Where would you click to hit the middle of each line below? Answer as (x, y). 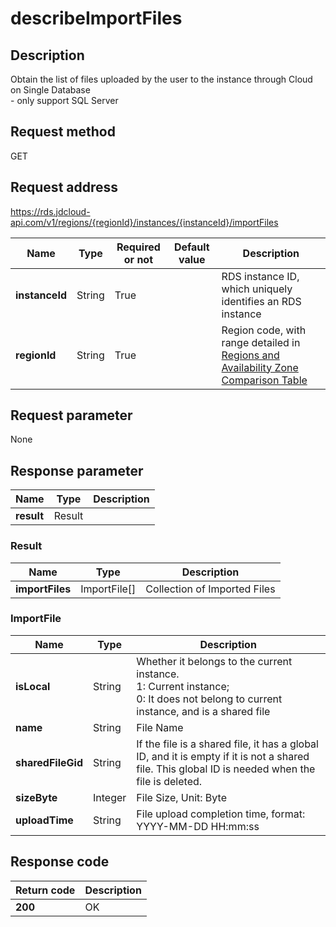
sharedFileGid (49, 762)
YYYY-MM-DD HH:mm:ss (198, 826)
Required (138, 247)
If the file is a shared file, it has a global (227, 744)
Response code (60, 862)
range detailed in (261, 342)
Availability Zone (260, 367)
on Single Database (50, 90)
